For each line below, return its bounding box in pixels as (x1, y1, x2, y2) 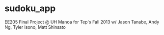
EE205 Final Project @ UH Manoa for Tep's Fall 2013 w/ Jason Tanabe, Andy (4, 19, 160, 25)
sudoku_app (4, 3, 56, 14)
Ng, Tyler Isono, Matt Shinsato (4, 24, 66, 30)
